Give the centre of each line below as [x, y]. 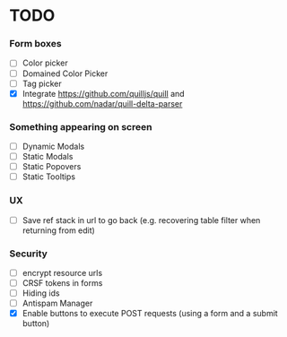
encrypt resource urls [62, 272]
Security [28, 254]
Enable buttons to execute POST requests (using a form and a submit [150, 314]
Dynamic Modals [53, 147]
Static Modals [48, 157]
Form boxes [35, 44]
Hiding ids [41, 293]
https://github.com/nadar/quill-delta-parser [102, 103]
